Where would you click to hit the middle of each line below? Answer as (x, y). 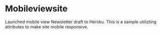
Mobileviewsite (36, 9)
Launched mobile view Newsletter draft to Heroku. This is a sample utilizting (81, 22)
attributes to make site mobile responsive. (47, 26)
